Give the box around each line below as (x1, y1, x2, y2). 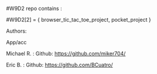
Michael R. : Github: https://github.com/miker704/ (6, 50, 126, 57)
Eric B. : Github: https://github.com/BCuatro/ (6, 61, 113, 68)
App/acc (6, 39, 27, 45)
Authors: (6, 27, 27, 34)
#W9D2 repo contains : (6, 5, 63, 12)
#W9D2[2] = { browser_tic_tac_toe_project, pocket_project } (6, 16, 151, 23)
